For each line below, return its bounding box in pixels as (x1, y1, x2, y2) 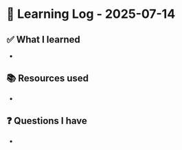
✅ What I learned (6, 34, 80, 45)
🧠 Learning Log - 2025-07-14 (6, 6, 176, 22)
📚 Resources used (6, 72, 89, 85)
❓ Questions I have (6, 115, 87, 127)
